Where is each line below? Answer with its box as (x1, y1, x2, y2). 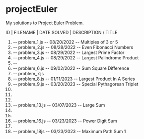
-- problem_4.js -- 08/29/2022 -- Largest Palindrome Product (12, 54, 139, 60)
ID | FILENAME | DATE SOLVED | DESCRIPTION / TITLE (5, 29, 118, 35)
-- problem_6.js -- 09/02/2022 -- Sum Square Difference (12, 65, 130, 71)
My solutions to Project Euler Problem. (5, 20, 84, 26)
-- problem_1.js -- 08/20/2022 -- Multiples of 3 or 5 (12, 39, 118, 45)
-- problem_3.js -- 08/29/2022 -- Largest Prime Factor (12, 49, 125, 55)
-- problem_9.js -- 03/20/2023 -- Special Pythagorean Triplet (12, 81, 139, 87)
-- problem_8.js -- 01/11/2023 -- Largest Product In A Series (12, 76, 136, 82)
